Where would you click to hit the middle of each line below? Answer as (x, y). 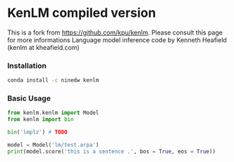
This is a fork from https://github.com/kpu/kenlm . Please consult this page (115, 32)
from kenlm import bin (41, 120)
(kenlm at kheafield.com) (43, 47)
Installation (27, 66)
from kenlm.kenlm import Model (53, 113)
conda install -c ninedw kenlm (53, 80)
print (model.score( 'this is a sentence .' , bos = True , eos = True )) (112, 151)
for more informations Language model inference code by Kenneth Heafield (117, 39)
